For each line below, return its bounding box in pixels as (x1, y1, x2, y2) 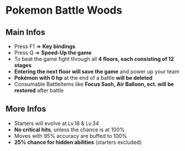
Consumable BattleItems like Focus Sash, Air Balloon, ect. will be (14, 81, 174, 88)
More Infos (5, 104, 47, 114)
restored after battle (14, 87, 64, 94)
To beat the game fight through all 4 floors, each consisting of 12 (14, 56, 174, 62)
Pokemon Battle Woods (5, 4, 122, 17)
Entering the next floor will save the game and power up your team (14, 68, 180, 75)
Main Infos (5, 27, 46, 37)
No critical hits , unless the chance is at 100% (14, 126, 125, 133)
